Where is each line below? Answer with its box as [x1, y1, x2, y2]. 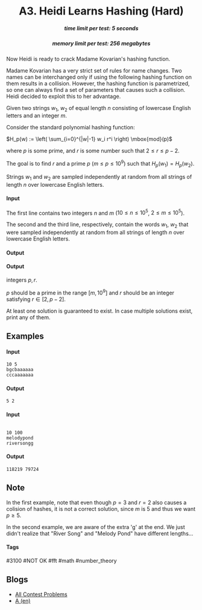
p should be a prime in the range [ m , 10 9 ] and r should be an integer [6, 288, 175, 296]
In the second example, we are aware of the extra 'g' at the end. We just [6, 523, 185, 530]
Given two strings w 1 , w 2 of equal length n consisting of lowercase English [6, 104, 191, 113]
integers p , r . [6, 276, 37, 284]
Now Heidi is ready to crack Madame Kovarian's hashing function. [6, 55, 171, 62]
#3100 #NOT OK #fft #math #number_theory [6, 557, 117, 564]
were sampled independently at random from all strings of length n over [6, 229, 185, 236]
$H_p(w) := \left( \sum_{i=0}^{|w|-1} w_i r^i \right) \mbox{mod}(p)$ [6, 135, 173, 143]
